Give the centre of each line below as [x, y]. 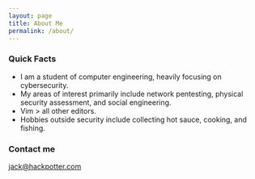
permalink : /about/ [41, 31]
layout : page [30, 16]
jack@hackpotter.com [45, 166]
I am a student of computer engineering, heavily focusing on [121, 77]
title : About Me [36, 23]
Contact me [32, 148]
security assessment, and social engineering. [96, 102]
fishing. [33, 128]
